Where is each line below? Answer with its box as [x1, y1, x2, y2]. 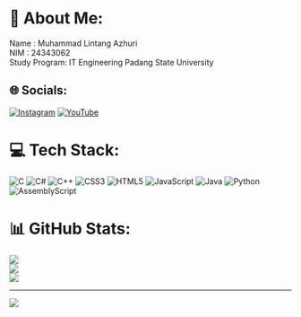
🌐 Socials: [9, 83, 68, 98]
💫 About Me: [9, 8, 104, 29]
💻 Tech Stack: [9, 139, 120, 160]
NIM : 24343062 [9, 47, 71, 57]
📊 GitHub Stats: [9, 218, 132, 239]
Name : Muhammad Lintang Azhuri [9, 38, 138, 48]
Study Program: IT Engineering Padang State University [9, 57, 214, 67]
